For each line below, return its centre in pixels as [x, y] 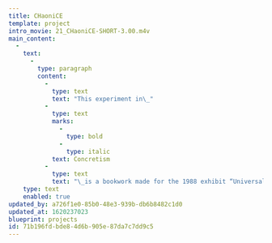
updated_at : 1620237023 [49, 211]
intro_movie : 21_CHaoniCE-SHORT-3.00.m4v [79, 31]
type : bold [85, 136]
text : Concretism [81, 159]
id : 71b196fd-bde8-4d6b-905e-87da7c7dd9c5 [81, 227]
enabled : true [47, 196]
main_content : [32, 38]
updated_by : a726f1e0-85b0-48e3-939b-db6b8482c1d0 [96, 204]
